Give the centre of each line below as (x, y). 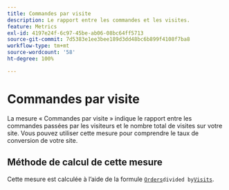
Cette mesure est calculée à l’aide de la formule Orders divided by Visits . (111, 179)
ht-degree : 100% (30, 59)
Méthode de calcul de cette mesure (85, 163)
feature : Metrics (32, 26)
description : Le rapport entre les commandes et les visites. (99, 20)
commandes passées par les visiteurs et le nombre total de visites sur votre (115, 126)
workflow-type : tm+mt (38, 46)
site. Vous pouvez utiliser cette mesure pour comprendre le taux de (103, 133)
